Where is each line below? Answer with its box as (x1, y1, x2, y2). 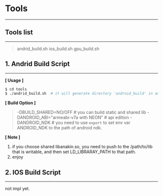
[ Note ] (5, 134, 20, 140)
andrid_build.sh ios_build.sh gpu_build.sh (16, 46, 99, 52)
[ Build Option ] (5, 100, 36, 106)
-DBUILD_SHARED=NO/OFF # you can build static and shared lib (16, 109, 147, 115)
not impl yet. (5, 186, 30, 192)
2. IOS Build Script (5, 168, 61, 177)
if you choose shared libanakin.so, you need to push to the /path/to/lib (12, 144, 153, 150)
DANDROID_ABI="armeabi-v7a (16, 115, 79, 121)
